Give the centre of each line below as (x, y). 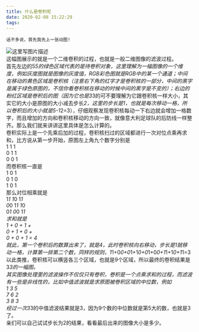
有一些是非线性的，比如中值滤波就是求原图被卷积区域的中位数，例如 (89, 282)
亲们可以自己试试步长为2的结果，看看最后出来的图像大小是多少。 (85, 323)
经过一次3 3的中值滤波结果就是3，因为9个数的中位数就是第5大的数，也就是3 (98, 308)
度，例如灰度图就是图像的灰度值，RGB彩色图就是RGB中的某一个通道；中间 (97, 74)
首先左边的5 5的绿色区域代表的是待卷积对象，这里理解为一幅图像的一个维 (94, 66)
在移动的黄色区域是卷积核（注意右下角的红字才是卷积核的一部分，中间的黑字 (99, 81)
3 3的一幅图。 (22, 267)
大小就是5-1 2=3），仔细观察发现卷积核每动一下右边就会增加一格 (109, 110)
